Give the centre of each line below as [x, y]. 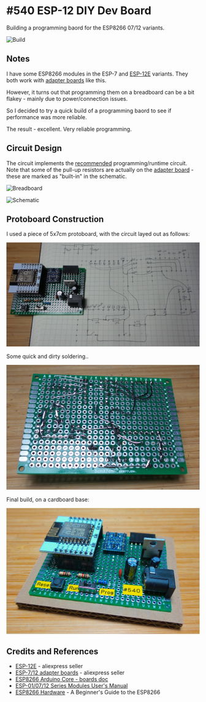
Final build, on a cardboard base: [48, 499]
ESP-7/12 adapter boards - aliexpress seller [70, 673]
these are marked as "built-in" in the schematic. [67, 176]
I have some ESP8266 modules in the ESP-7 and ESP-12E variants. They [97, 74]
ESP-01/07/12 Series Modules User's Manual [71, 686]
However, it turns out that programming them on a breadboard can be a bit [101, 92]
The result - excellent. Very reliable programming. [69, 129]
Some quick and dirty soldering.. [48, 356]
